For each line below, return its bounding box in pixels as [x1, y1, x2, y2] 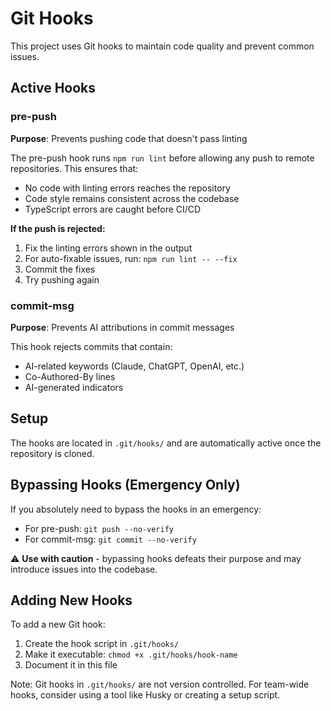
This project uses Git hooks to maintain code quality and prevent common [10, 40, 315, 52]
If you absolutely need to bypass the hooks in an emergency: [10, 503, 262, 515]
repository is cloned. [10, 447, 95, 459]
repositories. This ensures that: [10, 162, 139, 174]
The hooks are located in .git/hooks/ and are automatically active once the [10, 437, 322, 449]
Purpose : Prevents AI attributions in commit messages [10, 321, 235, 333]
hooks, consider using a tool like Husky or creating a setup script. [10, 689, 281, 701]
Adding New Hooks [10, 592, 133, 609]
